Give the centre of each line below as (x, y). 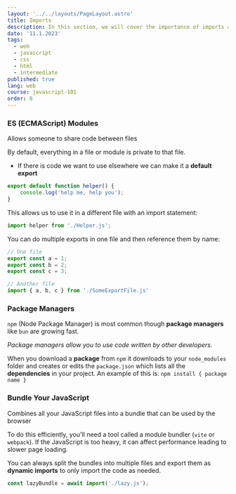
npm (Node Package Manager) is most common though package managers (116, 324)
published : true (31, 79)
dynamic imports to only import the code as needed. (84, 470)
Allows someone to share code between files (72, 138)
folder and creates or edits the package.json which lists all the (97, 366)
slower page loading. (38, 449)
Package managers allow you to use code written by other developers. (110, 345)
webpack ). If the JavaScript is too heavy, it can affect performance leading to (117, 442)
